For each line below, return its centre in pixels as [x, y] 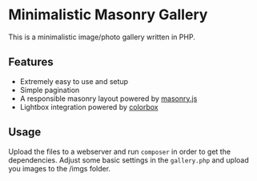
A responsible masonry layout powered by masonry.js [108, 99]
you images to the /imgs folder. [59, 168]
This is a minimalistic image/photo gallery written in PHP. [102, 37]
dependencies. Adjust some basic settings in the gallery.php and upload [129, 160]
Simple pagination [50, 90]
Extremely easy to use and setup [74, 81]
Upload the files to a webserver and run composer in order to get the [119, 151]
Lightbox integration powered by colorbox [89, 107]
